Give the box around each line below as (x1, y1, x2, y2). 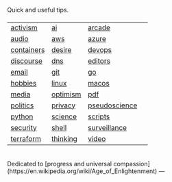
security (10, 122, 37, 132)
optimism (51, 89, 82, 99)
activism (10, 23, 38, 32)
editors (88, 56, 111, 66)
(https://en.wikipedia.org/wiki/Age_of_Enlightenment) (7, 167, 158, 175)
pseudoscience (88, 101, 138, 110)
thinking (51, 133, 77, 143)
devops (88, 44, 112, 54)
